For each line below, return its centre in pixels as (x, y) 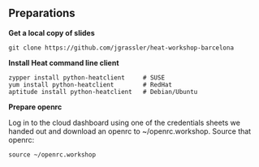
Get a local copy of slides (52, 32)
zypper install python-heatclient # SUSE (86, 77)
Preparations (42, 13)
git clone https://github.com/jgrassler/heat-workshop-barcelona (121, 48)
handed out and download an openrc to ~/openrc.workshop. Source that (130, 131)
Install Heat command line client (64, 62)
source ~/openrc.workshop (52, 154)
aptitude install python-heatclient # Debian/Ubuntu (103, 92)
